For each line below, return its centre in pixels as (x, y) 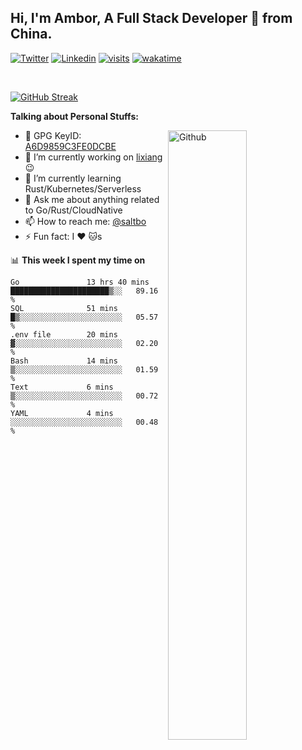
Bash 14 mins (64, 361)
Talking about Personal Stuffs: (74, 116)
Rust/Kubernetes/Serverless (83, 188)
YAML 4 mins (62, 413)
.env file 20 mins (64, 334)
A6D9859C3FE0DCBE (70, 146)
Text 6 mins (62, 387)
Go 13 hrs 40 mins (80, 282)
